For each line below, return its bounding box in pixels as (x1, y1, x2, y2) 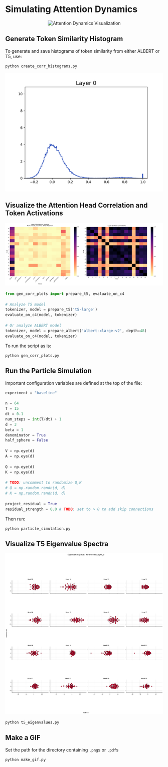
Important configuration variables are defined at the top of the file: (5, 380, 142, 386)
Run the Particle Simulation (5, 367, 92, 375)
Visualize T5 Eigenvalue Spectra (5, 540, 109, 548)
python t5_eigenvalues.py (5, 720, 59, 725)
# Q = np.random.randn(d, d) (5, 486, 66, 491)
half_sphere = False (5, 438, 49, 443)
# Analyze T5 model (5, 302, 46, 307)
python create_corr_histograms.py (5, 64, 78, 69)
